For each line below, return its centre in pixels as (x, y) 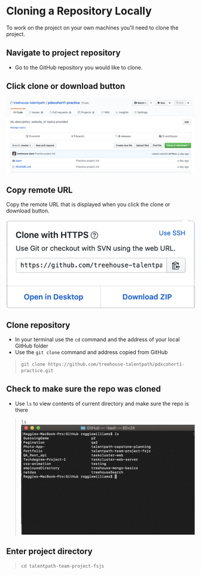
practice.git (37, 370)
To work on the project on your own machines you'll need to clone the (92, 28)
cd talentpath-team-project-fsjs (63, 566)
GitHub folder (31, 346)
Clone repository (38, 325)
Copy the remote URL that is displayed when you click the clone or (88, 205)
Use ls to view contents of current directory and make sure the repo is (102, 403)
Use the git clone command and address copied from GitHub (91, 352)
